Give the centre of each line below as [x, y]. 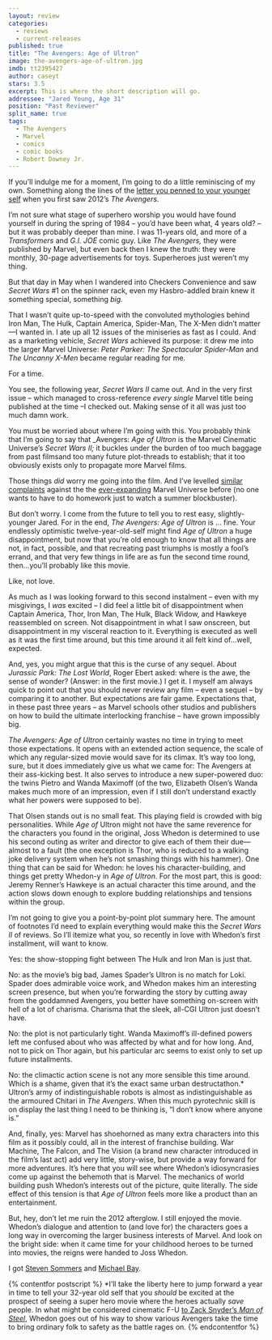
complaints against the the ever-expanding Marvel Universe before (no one [134, 490]
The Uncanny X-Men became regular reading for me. [97, 358]
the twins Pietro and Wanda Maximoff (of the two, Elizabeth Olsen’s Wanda [133, 783]
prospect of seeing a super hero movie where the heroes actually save [126, 1301]
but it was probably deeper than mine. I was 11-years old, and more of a [127, 232]
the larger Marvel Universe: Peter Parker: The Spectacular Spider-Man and [134, 350]
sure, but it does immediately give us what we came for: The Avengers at [130, 766]
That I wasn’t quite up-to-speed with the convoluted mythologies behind [129, 315]
